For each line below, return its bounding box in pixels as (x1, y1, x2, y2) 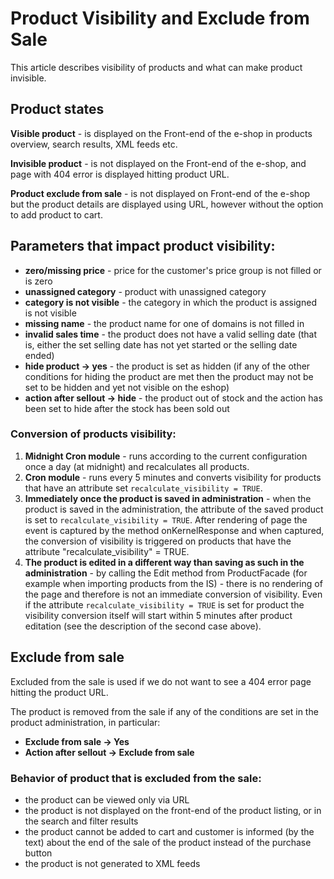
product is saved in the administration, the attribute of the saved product (24, 503, 324, 515)
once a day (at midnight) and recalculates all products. (24, 460, 250, 472)
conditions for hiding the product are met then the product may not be (24, 370, 314, 382)
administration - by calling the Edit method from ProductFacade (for (24, 567, 308, 579)
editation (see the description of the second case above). (24, 620, 262, 632)
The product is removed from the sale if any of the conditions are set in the (10, 705, 319, 717)
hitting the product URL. (10, 686, 109, 698)
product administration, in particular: (10, 716, 161, 728)
